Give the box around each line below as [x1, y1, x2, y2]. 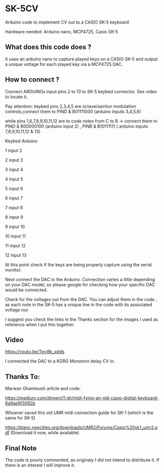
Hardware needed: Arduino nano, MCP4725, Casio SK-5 [5, 28, 118, 34]
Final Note [5, 444, 37, 452]
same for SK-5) [5, 415, 36, 421]
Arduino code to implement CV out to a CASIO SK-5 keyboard [5, 19, 129, 25]
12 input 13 [5, 252, 27, 258]
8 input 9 [5, 214, 23, 220]
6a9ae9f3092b [5, 400, 36, 406]
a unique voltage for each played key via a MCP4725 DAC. [5, 61, 123, 67]
